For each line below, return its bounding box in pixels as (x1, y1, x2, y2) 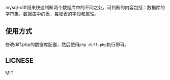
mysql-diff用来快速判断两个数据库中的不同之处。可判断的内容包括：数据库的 (5, 5, 165, 10)
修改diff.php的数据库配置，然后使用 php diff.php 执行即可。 (5, 41, 129, 47)
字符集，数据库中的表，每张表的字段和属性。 (5, 11, 99, 17)
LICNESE (5, 56, 34, 65)
